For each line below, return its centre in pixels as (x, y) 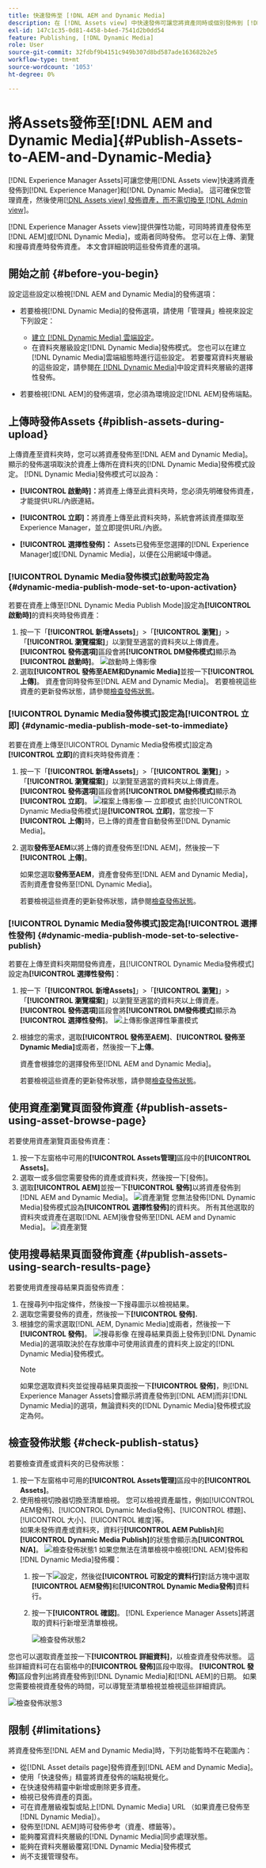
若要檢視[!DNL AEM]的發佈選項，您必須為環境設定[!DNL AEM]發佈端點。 (138, 394)
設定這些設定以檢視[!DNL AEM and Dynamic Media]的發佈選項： (113, 294)
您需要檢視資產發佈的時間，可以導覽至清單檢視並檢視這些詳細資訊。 (119, 1686)
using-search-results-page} (80, 1267)
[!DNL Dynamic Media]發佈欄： (70, 1559)
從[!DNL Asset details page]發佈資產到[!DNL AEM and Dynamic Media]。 (138, 1767)
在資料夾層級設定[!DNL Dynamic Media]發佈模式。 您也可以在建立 (139, 347)
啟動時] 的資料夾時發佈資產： (55, 615)
